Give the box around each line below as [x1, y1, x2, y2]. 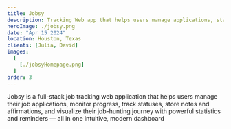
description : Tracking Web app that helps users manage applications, [7, 16, 214, 23]
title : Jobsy [7, 10, 45, 17]
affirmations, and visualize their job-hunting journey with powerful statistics [7, 107, 221, 115]
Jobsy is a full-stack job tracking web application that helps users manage [7, 93, 218, 101]
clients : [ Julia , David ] [7, 42, 78, 49]
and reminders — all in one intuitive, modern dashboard [7, 115, 165, 123]
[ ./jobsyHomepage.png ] [19, 61, 85, 68]
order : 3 [7, 73, 32, 81]
